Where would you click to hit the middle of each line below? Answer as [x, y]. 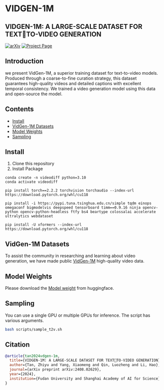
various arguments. [24, 320]
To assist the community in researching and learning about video [70, 256]
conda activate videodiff [31, 182]
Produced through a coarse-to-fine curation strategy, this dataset [71, 78]
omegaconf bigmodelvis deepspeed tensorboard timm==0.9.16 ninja [73, 208]
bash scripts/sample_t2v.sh [34, 329]
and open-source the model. [34, 94]
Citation [18, 345]
